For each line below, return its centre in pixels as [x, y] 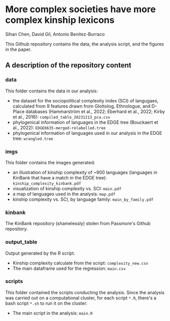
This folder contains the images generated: [50, 162]
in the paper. [19, 49]
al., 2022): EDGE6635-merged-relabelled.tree [59, 127]
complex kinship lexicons [60, 20]
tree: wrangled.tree [33, 138]
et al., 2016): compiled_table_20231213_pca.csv [61, 117]
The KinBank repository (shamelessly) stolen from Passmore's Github [78, 224]
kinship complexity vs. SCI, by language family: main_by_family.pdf [83, 199]
